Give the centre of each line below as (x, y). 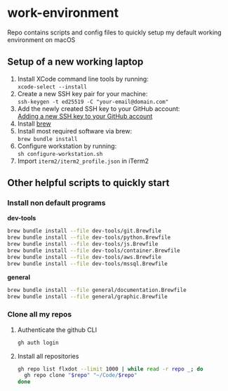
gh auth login (38, 343)
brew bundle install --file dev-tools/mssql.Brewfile (88, 264)
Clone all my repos (40, 314)
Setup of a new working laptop (75, 62)
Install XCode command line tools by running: (83, 79)
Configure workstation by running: (67, 146)
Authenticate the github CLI (57, 330)
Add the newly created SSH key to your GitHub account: (99, 108)
